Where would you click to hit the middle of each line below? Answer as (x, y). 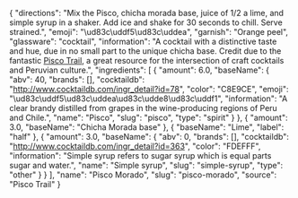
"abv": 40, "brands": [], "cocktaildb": (77, 79)
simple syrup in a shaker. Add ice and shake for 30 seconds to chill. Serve (146, 22)
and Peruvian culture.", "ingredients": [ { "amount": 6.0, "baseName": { (140, 70)
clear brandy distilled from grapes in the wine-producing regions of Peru (144, 108)
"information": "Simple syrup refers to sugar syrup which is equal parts (140, 155)
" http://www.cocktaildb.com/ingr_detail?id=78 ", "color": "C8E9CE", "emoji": (149, 89)
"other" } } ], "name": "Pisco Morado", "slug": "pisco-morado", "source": (143, 175)
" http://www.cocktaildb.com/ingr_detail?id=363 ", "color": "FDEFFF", (135, 146)
